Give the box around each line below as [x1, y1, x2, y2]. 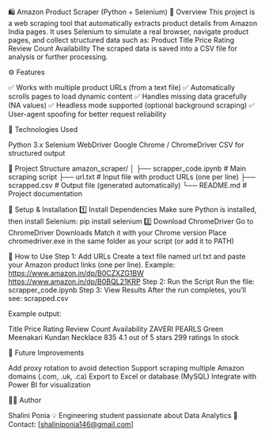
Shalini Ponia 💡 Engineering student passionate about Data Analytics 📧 [8, 411, 239, 420]
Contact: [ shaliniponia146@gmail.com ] [8, 420, 134, 429]
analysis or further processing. [8, 52, 108, 62]
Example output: [8, 309, 62, 318]
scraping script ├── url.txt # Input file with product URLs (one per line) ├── [8, 172, 256, 181]
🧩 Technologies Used [8, 125, 78, 134]
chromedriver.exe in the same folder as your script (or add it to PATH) [8, 236, 235, 246]
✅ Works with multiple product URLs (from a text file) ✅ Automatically [8, 83, 236, 92]
